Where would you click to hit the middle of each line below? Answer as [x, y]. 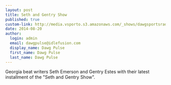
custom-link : [19, 24]
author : [13, 34]
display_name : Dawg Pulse [37, 48]
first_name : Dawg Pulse [35, 52]
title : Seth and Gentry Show [36, 15]
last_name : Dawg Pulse [34, 57]
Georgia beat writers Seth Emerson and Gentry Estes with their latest [77, 72]
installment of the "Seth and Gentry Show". [50, 77]
